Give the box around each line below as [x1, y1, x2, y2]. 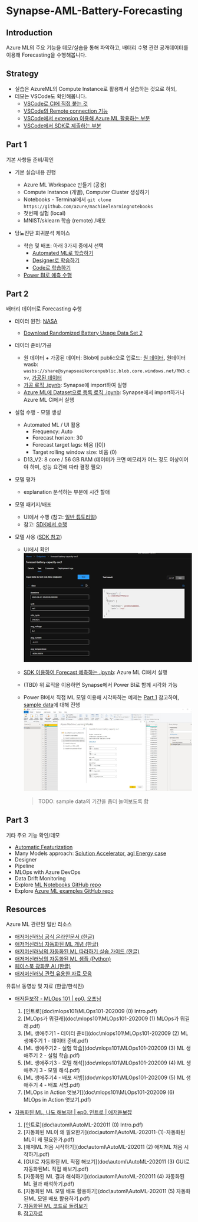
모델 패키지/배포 [14, 501, 52, 508]
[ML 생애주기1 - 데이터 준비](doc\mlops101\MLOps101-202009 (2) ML [23, 1030, 189, 1037]
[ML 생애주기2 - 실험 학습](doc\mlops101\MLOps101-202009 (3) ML [23, 1044, 185, 1051]
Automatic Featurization [14, 843, 73, 850]
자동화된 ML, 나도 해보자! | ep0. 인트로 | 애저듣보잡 [14, 1109, 133, 1116]
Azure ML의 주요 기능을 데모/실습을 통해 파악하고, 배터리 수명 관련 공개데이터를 [6, 44, 189, 51]
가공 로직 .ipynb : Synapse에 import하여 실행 [23, 382, 127, 389]
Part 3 [6, 815, 29, 825]
